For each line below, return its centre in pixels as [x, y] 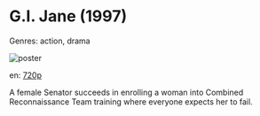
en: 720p [26, 75]
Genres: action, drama [50, 41]
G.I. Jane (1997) [68, 16]
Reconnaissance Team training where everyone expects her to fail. [131, 101]
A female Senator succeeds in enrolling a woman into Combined [126, 92]
